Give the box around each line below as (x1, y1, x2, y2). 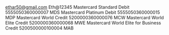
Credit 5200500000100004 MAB (5, 25, 74, 31)
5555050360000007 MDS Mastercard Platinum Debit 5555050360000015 (5, 9, 160, 15)
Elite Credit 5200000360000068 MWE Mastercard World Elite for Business (5, 20, 161, 26)
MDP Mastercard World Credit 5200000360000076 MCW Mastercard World (5, 15, 164, 20)
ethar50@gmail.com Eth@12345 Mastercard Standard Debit (5, 4, 130, 10)
